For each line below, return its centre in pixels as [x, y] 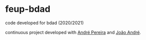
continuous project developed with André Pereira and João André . [73, 32]
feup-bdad [28, 9]
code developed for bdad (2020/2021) [44, 23]
